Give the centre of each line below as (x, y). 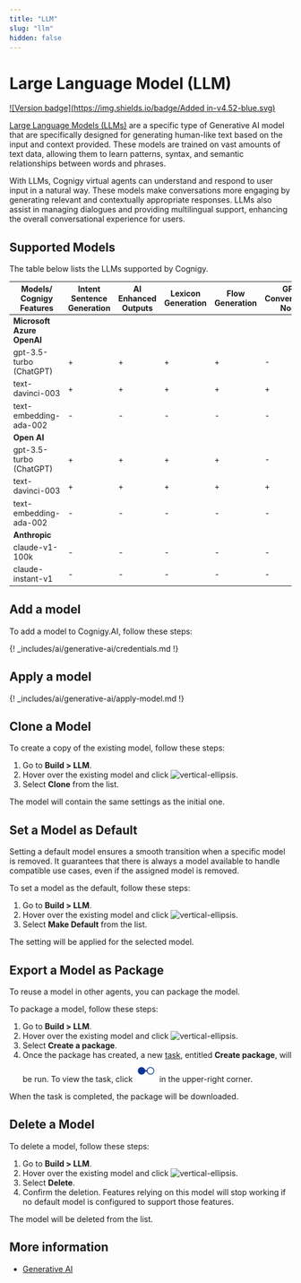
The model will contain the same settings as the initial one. (117, 802)
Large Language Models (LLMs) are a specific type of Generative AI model (147, 126)
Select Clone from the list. (70, 785)
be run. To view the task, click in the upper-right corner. (138, 1079)
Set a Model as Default (73, 830)
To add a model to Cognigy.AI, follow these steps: (101, 631)
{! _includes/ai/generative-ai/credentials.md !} (94, 648)
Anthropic (32, 534)
